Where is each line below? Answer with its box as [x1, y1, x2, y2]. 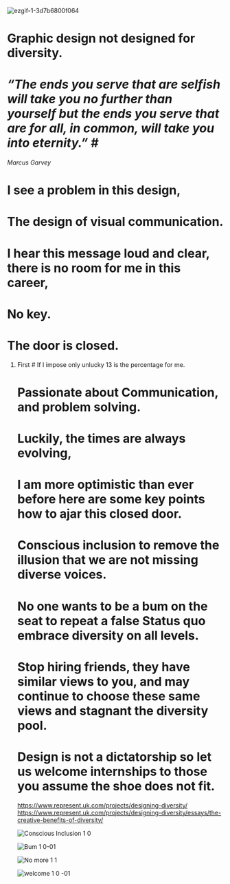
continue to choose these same [16, 688, 200, 704]
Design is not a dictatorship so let [16, 749, 211, 764]
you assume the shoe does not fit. [16, 778, 215, 794]
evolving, [16, 445, 72, 461]
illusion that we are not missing [16, 552, 199, 568]
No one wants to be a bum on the [16, 598, 208, 614]
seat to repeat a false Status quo [16, 613, 206, 629]
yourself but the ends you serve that [7, 106, 220, 122]
